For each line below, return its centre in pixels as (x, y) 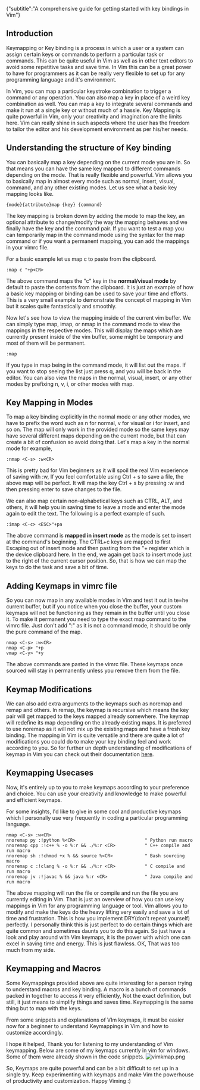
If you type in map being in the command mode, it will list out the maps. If (96, 365)
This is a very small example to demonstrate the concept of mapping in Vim (99, 299)
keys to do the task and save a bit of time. (57, 567)
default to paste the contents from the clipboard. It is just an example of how (100, 287)
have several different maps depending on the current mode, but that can (96, 436)
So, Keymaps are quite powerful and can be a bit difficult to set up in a (92, 1068)
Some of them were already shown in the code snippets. (75, 1057)
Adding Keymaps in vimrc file (62, 586)
